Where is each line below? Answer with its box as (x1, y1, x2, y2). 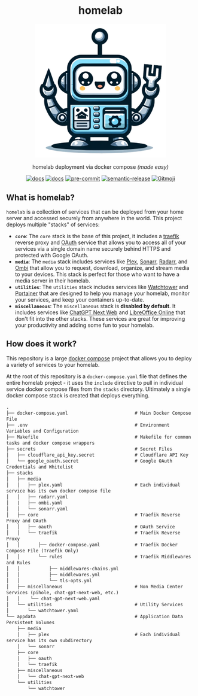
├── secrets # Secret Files (6, 446, 172, 452)
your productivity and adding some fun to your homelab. (14, 321, 154, 329)
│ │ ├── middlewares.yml (6, 572, 100, 578)
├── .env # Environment (6, 422, 170, 428)
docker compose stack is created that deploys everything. (6, 391, 150, 399)
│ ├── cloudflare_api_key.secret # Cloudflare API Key (6, 452, 188, 458)
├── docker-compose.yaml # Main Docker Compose (6, 410, 191, 416)
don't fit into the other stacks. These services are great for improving (14, 315, 185, 322)
